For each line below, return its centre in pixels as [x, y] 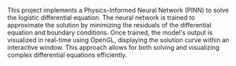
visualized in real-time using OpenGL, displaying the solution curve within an [118, 40]
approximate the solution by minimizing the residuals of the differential [109, 25]
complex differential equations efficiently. [67, 55]
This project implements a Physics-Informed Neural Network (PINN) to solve [118, 10]
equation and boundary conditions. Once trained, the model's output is [110, 32]
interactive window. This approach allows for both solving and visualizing [113, 47]
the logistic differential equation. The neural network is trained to [101, 18]
